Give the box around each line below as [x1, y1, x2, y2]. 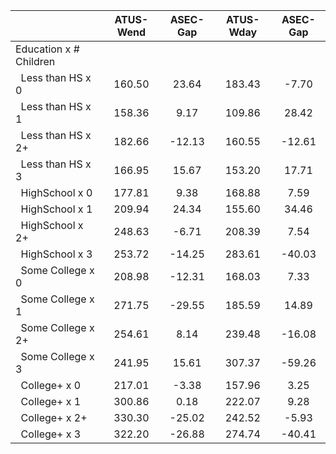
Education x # [15, 42, 80, 56]
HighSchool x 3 [20, 247, 93, 261]
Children [15, 55, 56, 68]
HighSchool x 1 [20, 202, 93, 216]
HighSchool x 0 [20, 186, 93, 199]
